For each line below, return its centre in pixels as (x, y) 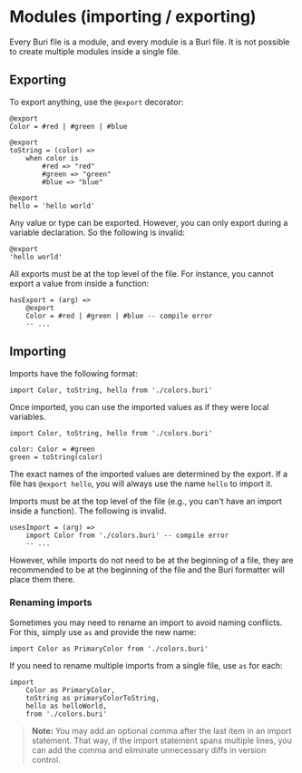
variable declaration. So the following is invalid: (97, 232)
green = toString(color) (56, 457)
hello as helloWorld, (66, 706)
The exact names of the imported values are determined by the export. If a (149, 474)
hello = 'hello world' (52, 206)
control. (46, 759)
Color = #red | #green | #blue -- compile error (119, 316)
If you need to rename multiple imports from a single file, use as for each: (146, 665)
